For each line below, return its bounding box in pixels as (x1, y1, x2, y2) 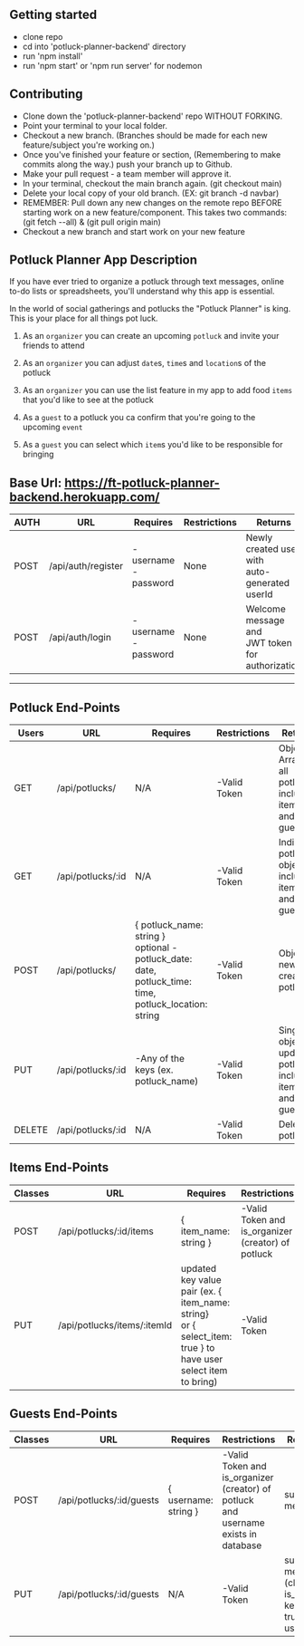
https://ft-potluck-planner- (64, 475, 220, 490)
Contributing (9, 86, 83, 102)
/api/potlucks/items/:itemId (57, 1318, 173, 1331)
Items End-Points (9, 1160, 109, 1176)
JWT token (245, 637, 292, 650)
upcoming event (22, 421, 83, 433)
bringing (22, 448, 54, 460)
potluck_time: (135, 976, 192, 988)
